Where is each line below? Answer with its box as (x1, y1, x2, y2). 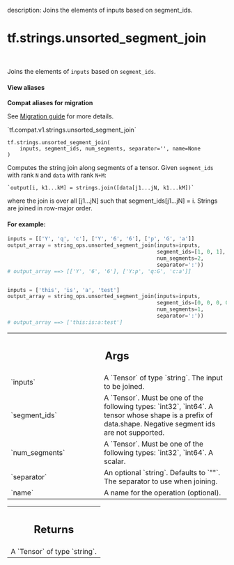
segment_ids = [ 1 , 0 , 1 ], (156, 249, 226, 256)
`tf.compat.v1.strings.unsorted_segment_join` (7, 125, 137, 134)
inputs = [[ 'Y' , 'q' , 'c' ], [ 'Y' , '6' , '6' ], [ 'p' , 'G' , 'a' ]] (7, 235, 195, 242)
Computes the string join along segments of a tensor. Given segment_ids (7, 164, 214, 172)
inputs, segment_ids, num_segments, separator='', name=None (19, 146, 201, 153)
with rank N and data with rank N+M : (7, 171, 107, 180)
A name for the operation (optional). (104, 488, 221, 497)
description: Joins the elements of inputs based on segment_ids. (7, 6, 193, 14)
